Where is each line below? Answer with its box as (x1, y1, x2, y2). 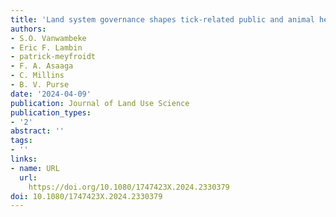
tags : (10, 136, 33, 146)
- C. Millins (10, 71, 65, 81)
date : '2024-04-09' (10, 89, 92, 99)
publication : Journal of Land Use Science (10, 98, 190, 108)
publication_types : (10, 107, 92, 118)
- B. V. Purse (10, 80, 70, 90)
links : (10, 154, 38, 164)
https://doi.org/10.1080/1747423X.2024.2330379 (28, 182, 230, 192)
